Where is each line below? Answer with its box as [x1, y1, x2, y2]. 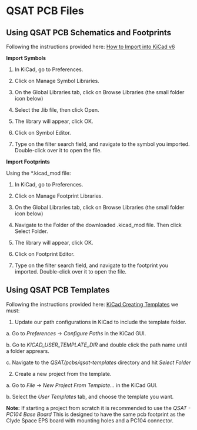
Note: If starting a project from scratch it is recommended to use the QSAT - [6, 404, 191, 411]
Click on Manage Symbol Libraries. [14, 78, 100, 84]
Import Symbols [6, 55, 46, 61]
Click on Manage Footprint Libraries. [14, 192, 103, 199]
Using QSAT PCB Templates [6, 285, 110, 295]
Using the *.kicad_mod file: [6, 169, 71, 176]
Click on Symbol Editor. [14, 129, 72, 136]
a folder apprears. [6, 347, 50, 354]
